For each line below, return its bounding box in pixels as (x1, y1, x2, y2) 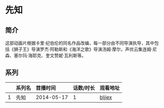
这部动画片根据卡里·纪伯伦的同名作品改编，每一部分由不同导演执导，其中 (5, 40, 155, 46)
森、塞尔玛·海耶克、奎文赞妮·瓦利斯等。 (5, 53, 86, 58)
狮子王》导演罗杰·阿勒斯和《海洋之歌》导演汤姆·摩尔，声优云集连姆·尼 (13, 46, 158, 52)
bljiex (99, 94, 112, 101)
